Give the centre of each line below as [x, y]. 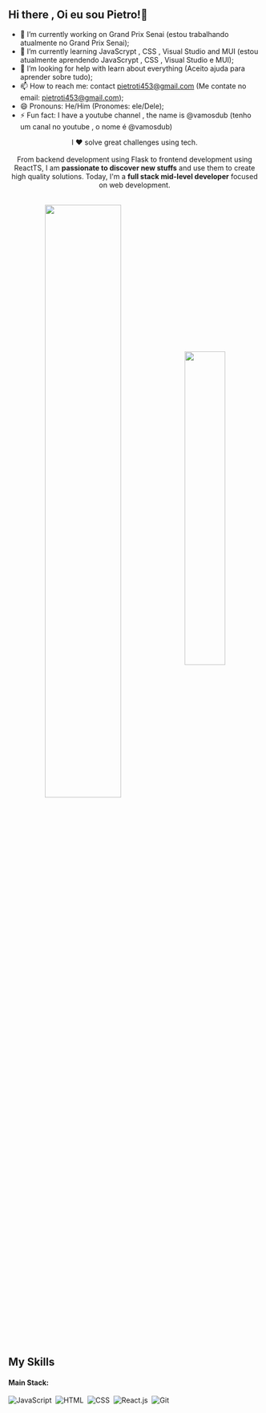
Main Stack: [29, 1382]
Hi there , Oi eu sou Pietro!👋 [78, 15]
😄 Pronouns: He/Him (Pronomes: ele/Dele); [92, 106]
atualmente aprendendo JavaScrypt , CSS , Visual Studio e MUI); [127, 59]
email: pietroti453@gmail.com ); [72, 97]
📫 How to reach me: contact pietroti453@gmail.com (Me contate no [133, 86]
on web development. [135, 185]
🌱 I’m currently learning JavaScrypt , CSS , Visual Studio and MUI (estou [139, 51]
